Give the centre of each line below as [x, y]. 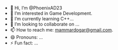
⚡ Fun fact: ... [24, 43]
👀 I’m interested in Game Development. [51, 13]
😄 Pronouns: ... [27, 37]
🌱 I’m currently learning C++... [42, 19]
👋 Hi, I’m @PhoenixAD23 [36, 8]
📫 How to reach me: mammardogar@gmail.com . [62, 30]
